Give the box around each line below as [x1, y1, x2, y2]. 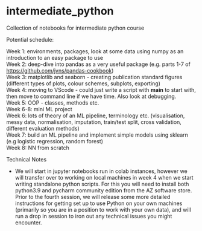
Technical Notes [6, 155, 47, 163]
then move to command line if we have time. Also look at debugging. [6, 93, 177, 100]
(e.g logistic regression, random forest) [6, 137, 104, 145]
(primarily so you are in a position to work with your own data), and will [14, 206, 191, 213]
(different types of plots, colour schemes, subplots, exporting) [6, 80, 161, 87]
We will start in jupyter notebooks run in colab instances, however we [14, 168, 188, 175]
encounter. [14, 219, 42, 226]
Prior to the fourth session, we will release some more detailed [14, 193, 171, 200]
